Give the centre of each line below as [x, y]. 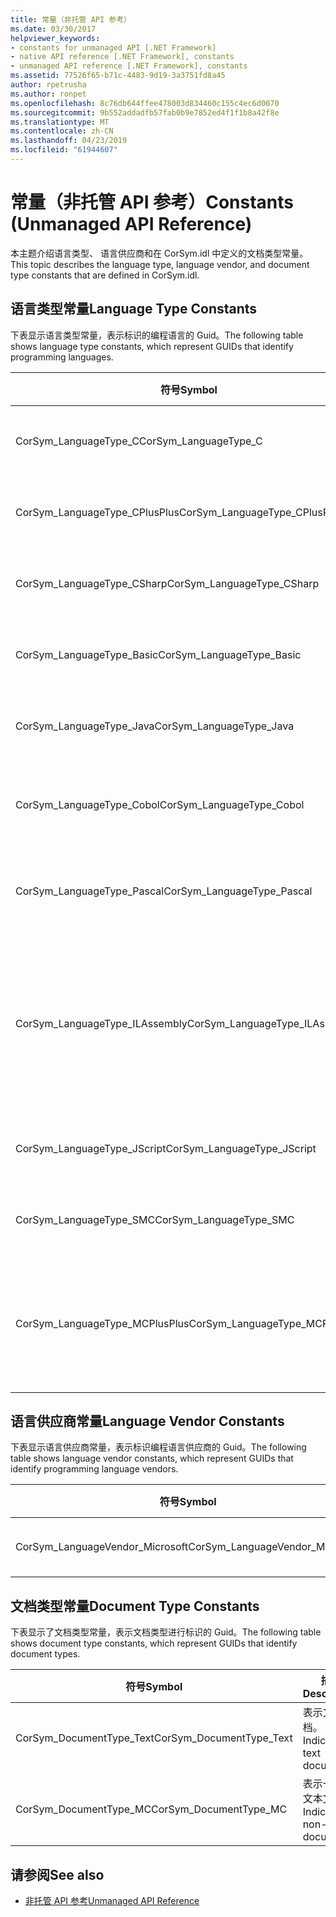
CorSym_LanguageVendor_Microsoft [102, 1547]
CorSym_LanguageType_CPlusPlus [97, 512]
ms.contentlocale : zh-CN [62, 131]
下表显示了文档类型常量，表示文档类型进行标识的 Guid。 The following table [166, 1632]
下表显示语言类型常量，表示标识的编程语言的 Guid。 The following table [157, 335]
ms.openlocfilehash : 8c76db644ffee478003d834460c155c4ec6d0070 [145, 103]
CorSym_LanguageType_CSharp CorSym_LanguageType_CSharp [167, 583]
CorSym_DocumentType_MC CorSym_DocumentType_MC [151, 1809]
